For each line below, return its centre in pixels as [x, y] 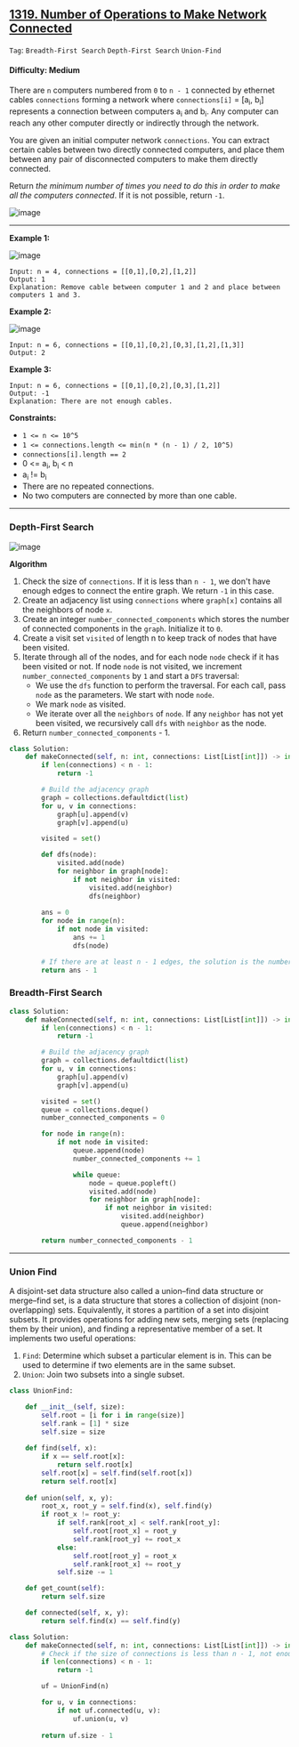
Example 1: [30, 238]
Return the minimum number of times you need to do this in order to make [145, 185]
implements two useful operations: [73, 1339]
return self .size [73, 1597]
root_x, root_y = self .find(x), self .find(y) [127, 1506]
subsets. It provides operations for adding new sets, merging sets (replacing [149, 1320]
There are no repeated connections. [88, 486]
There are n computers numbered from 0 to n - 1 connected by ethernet [142, 90]
